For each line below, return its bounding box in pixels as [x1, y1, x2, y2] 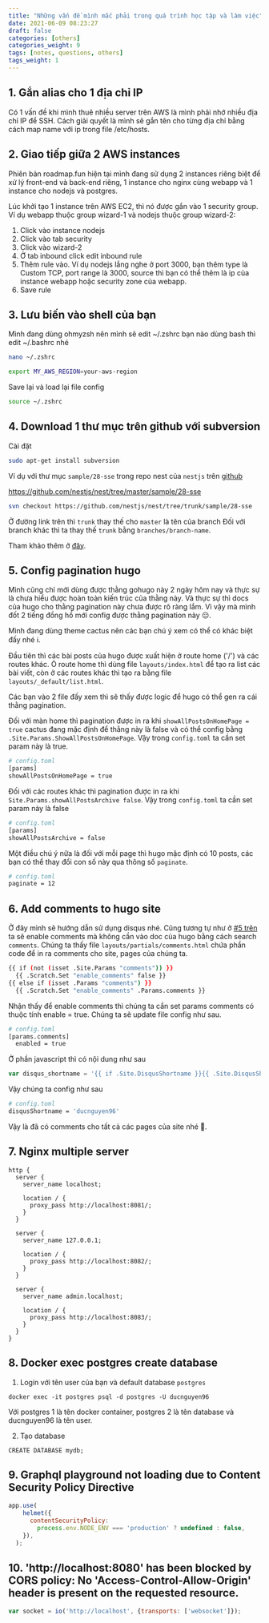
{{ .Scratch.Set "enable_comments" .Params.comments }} [15, 986, 206, 994]
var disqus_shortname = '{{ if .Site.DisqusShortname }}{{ [8, 1070, 210, 1078]
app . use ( [8, 1502, 38, 1510]
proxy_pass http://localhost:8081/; [29, 1201, 152, 1209]
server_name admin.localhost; [22, 1292, 124, 1300]
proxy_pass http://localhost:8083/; [29, 1313, 152, 1321]
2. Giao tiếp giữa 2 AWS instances [8, 147, 181, 161]
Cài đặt [8, 441, 32, 451]
